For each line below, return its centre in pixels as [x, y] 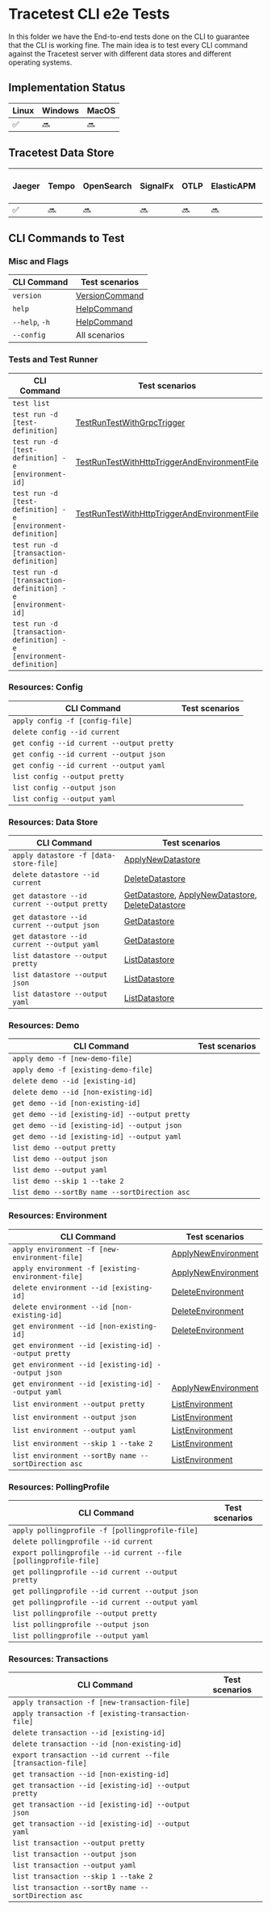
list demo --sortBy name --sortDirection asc [101, 1193]
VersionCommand [110, 296]
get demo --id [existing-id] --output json [97, 1126]
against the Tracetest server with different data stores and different [120, 53]
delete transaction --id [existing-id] [89, 1733]
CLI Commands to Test [67, 238]
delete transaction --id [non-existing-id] [97, 1744]
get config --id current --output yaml [89, 765]
